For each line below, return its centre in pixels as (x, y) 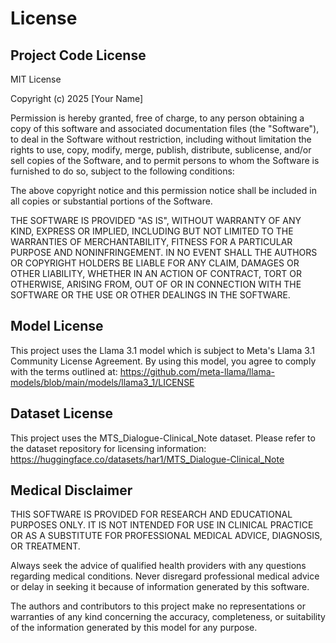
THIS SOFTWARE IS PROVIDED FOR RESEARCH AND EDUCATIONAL (151, 514)
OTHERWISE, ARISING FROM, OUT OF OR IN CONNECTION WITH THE (156, 284)
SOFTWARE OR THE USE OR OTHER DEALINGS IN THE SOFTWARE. (150, 295)
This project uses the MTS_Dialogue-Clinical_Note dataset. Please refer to (163, 438)
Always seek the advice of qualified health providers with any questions (158, 566)
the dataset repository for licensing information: (108, 448)
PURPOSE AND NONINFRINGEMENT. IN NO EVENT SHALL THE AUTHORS (164, 252)
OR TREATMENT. (45, 546)
